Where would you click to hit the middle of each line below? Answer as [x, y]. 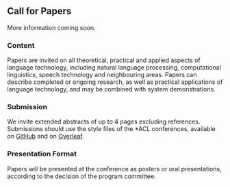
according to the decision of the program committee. [81, 176]
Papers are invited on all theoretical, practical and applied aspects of [104, 60]
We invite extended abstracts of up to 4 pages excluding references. [104, 121]
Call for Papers [39, 11]
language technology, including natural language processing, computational [114, 68]
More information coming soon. [51, 27]
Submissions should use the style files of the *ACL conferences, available [111, 129]
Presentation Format [42, 154]
